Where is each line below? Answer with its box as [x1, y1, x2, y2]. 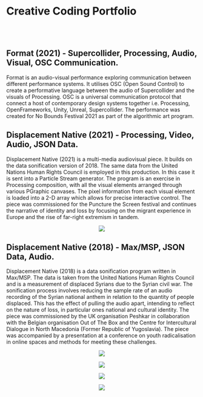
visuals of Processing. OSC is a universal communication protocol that [6, 93, 182, 100]
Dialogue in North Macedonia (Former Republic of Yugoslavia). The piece [6, 326, 189, 333]
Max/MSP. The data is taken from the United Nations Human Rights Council [6, 274, 195, 281]
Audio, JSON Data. [6, 139, 79, 149]
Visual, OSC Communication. [6, 57, 119, 68]
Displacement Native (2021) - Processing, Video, [6, 130, 195, 140]
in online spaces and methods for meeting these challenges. [6, 338, 157, 346]
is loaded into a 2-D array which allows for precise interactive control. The [6, 194, 191, 201]
